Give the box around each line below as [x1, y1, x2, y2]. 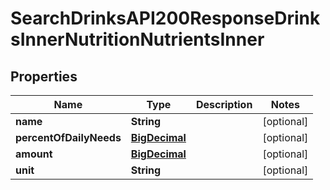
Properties [10, 68, 78, 85]
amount [15, 147, 53, 161]
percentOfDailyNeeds [15, 131, 122, 144]
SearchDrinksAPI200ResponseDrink [10, 7, 321, 30]
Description [195, 98, 253, 111]
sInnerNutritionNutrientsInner [10, 28, 265, 51]
